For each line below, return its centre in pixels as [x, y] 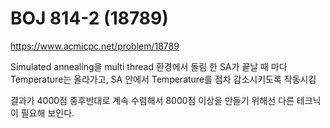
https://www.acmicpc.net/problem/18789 [95, 46]
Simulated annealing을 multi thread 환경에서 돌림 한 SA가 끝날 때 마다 [149, 66]
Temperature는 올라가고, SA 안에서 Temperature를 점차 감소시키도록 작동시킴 [163, 79]
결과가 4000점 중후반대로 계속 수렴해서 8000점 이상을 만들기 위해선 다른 [152, 100]
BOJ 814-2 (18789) [89, 18]
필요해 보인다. [47, 113]
